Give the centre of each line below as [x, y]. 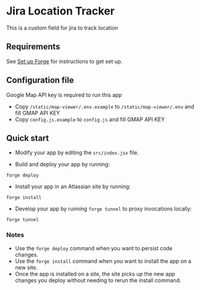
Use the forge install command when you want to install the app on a [103, 261]
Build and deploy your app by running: [62, 165]
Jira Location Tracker [61, 11]
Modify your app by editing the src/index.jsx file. [77, 153]
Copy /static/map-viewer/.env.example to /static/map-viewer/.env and [105, 106]
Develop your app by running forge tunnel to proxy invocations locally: [103, 209]
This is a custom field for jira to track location [62, 28]
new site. [26, 267]
